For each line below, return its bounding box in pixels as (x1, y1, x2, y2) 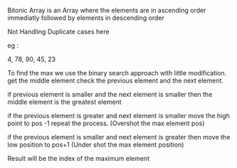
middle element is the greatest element (7, 98, 122, 106)
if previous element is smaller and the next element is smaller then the (7, 90, 213, 98)
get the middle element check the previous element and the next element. (7, 76, 224, 85)
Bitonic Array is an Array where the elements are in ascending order (7, 6, 206, 14)
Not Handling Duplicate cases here (7, 28, 110, 36)
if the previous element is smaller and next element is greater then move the (7, 133, 231, 141)
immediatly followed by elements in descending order (7, 14, 165, 22)
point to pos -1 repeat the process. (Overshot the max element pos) (7, 119, 205, 127)
